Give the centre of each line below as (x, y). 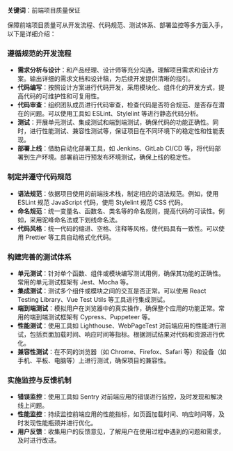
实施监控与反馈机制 (39, 380)
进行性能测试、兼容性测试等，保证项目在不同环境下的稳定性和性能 (124, 131)
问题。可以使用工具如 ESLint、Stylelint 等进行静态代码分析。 (116, 114)
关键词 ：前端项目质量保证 (44, 10)
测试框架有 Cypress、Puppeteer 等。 (101, 316)
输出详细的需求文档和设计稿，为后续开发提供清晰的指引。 (112, 79)
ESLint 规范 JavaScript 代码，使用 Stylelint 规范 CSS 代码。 (102, 202)
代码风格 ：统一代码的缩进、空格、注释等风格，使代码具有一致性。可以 (118, 228)
